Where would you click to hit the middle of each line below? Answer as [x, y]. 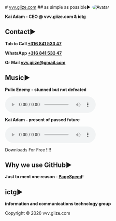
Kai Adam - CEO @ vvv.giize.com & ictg [45, 17]
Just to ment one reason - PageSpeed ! [44, 177]
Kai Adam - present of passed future [42, 120]
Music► [18, 78]
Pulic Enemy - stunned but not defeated [46, 90]
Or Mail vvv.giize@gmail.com [35, 62]
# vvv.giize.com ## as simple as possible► [48, 7]
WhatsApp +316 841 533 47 [33, 53]
